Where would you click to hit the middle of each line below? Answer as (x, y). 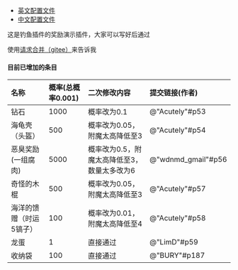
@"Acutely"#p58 (178, 218)
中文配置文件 (36, 19)
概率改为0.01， (113, 213)
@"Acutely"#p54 (178, 130)
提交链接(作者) (174, 93)
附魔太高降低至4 (115, 224)
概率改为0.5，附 (114, 149)
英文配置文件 (36, 10)
